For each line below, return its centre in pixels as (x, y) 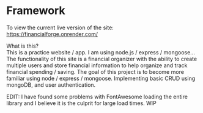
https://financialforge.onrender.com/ (52, 34)
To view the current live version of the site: (60, 27)
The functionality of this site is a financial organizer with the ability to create (102, 59)
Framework (36, 11)
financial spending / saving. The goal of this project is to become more (95, 71)
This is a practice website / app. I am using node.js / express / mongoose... (101, 52)
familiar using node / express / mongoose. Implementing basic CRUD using (101, 78)
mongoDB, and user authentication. (51, 85)
